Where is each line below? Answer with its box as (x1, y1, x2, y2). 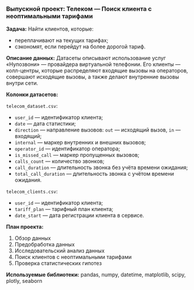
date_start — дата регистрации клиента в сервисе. (14, 212, 145, 219)
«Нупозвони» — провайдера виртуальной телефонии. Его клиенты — (6, 61, 181, 68)
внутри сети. (6, 80, 38, 87)
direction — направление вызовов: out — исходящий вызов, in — (14, 126, 181, 134)
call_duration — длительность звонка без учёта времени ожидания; (14, 164, 188, 171)
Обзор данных (14, 235, 51, 242)
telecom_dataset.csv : (6, 103, 58, 110)
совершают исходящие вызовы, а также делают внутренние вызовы (6, 73, 179, 81)
